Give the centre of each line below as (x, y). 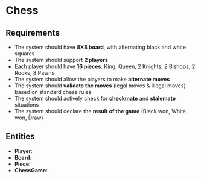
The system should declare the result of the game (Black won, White (100, 111)
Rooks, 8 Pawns (34, 73)
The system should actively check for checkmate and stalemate (95, 98)
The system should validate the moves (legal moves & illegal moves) (100, 86)
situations (27, 105)
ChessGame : (31, 170)
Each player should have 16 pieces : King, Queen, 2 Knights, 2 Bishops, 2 (105, 66)
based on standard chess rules (53, 92)
